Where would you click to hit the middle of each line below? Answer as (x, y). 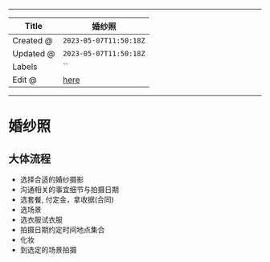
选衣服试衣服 (41, 219)
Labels (25, 67)
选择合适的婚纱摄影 (52, 179)
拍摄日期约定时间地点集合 (62, 229)
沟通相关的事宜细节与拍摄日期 (69, 189)
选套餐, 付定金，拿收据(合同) (67, 199)
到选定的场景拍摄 (48, 250)
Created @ (33, 41)
